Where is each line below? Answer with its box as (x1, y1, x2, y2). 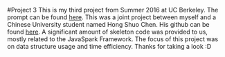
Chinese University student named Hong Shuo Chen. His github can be (7, 21, 210, 28)
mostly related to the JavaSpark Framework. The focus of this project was (7, 35, 219, 43)
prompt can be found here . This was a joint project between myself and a (7, 13, 217, 21)
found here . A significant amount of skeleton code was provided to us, (7, 27, 208, 36)
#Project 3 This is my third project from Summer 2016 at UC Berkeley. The (7, 6, 219, 14)
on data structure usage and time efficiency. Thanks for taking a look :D (7, 43, 212, 50)
